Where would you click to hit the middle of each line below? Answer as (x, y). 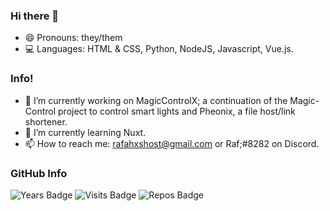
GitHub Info (39, 173)
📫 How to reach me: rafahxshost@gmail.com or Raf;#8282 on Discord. (172, 143)
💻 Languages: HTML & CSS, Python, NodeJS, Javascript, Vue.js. (159, 49)
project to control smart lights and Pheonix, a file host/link (177, 111)
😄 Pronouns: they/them (73, 38)
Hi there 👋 (35, 16)
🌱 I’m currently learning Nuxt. (85, 132)
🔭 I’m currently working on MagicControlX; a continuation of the (156, 100)
